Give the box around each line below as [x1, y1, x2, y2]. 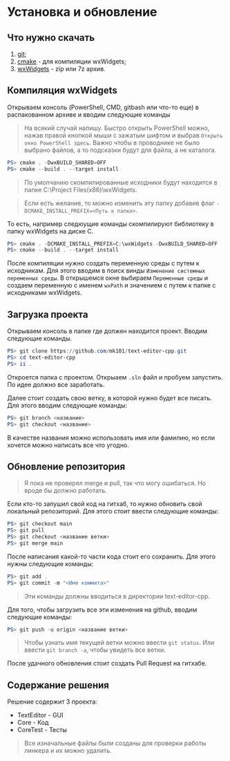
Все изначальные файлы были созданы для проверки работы [23, 739, 207, 747]
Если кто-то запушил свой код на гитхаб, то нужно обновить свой [7, 500, 202, 508]
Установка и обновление [7, 4, 157, 20]
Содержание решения [7, 679, 109, 691]
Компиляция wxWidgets [7, 84, 117, 97]
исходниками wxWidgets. [7, 288, 82, 297]
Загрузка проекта [7, 308, 88, 320]
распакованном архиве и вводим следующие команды [7, 110, 171, 118]
